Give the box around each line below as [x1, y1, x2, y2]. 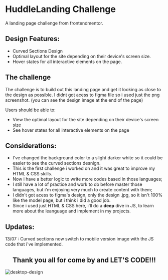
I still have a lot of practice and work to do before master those [12, 181, 142, 187]
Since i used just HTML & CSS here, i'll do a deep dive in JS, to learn [12, 203, 154, 209]
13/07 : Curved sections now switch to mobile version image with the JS [5, 236, 154, 242]
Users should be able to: [5, 107, 56, 113]
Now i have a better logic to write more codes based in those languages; [12, 176, 162, 182]
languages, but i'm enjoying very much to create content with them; [12, 187, 152, 193]
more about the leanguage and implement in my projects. [12, 208, 131, 214]
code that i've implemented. [5, 241, 63, 247]
